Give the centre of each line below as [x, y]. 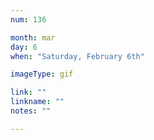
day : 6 [24, 47]
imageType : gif [42, 74]
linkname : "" [37, 102]
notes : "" [31, 111]
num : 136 [28, 19]
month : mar [33, 37]
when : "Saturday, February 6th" [77, 56]
